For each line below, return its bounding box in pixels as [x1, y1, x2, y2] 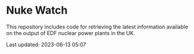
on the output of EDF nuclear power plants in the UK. [6, 29, 135, 36]
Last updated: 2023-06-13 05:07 [6, 41, 86, 48]
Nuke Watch [6, 4, 68, 17]
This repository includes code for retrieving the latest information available [6, 23, 189, 30]
